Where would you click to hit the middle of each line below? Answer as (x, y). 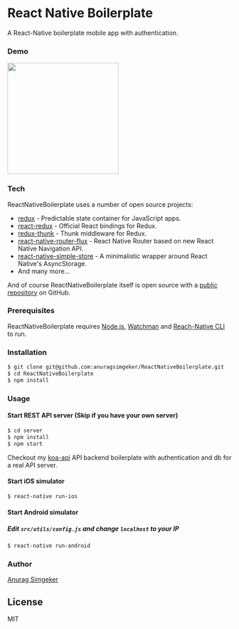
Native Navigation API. (51, 248)
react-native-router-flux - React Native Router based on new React (116, 240)
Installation (27, 352)
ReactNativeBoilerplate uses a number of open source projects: (100, 204)
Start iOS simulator (36, 481)
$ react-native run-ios (43, 496)
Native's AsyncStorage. (52, 263)
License (25, 602)
